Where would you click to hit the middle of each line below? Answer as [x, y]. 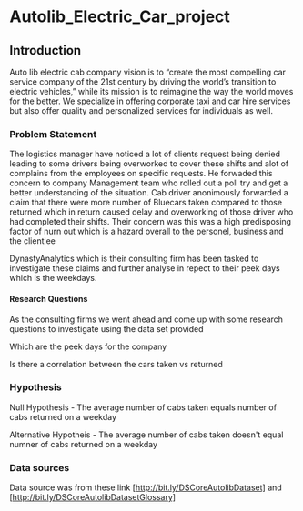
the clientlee [33, 241]
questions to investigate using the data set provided [106, 328]
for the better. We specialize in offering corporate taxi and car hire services [150, 101]
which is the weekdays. [53, 278]
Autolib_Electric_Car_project [120, 17]
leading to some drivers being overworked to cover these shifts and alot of [149, 164]
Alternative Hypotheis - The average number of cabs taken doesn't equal [146, 435]
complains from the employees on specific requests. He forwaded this [141, 174]
